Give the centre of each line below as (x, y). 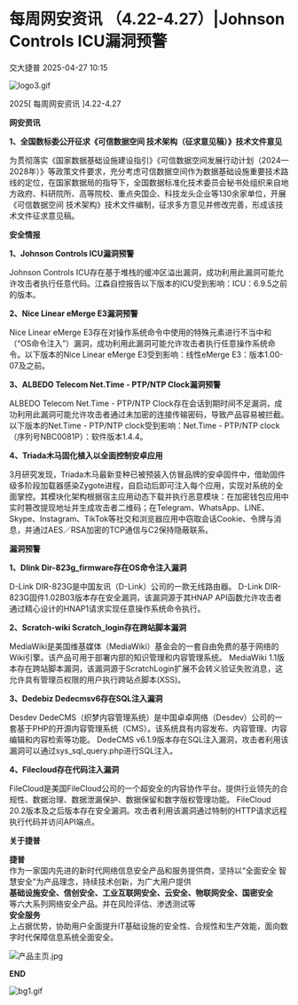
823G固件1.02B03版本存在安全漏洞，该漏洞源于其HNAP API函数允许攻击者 (145, 597)
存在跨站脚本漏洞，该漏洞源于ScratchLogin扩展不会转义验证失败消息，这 (150, 669)
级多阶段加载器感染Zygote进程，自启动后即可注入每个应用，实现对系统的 (142, 485)
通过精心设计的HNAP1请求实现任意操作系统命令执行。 (107, 608)
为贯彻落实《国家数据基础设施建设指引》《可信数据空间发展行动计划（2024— (149, 160)
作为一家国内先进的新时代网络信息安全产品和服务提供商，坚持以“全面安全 (143, 870)
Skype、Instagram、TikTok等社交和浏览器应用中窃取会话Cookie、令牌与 (141, 518)
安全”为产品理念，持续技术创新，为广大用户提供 (104, 882)
